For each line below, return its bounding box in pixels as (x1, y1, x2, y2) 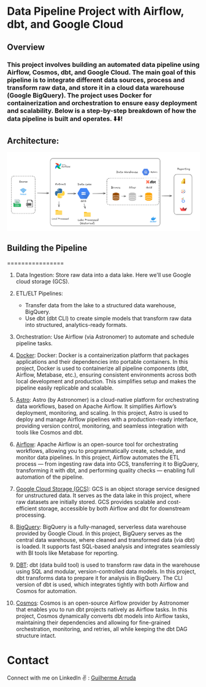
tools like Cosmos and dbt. (15, 428, 83, 436)
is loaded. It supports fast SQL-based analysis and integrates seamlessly (15, 543, 200, 550)
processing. (15, 511, 47, 519)
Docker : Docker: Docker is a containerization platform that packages (15, 351, 189, 359)
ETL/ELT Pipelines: (15, 289, 63, 297)
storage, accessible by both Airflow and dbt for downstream (38, 504, 190, 512)
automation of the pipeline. (15, 473, 84, 481)
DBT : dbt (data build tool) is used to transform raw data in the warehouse (15, 561, 200, 568)
